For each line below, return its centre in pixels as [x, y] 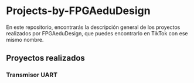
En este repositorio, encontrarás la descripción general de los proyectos [93, 27]
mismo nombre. [25, 39]
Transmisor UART [32, 75]
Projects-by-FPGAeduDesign [78, 11]
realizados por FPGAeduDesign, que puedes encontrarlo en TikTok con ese [97, 33]
